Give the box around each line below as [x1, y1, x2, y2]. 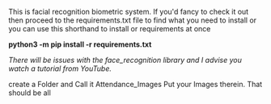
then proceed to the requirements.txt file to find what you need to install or [8, 15, 257, 25]
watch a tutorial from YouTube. [8, 64, 112, 73]
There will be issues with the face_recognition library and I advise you [8, 56, 243, 64]
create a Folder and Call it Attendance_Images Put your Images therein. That [8, 80, 263, 89]
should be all [8, 88, 51, 98]
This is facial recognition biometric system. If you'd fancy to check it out [8, 7, 249, 16]
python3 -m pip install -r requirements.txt [8, 40, 152, 49]
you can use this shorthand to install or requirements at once [8, 24, 211, 33]
